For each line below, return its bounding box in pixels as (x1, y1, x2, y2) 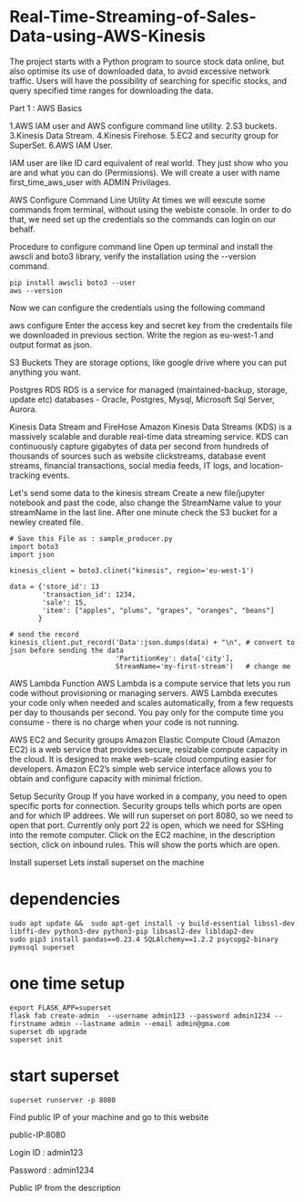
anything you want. (9, 367, 82, 378)
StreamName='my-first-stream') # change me (115, 661, 291, 671)
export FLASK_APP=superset (9, 1003, 112, 1012)
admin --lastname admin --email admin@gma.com (49, 1019, 230, 1028)
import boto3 (9, 542, 59, 551)
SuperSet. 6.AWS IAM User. (9, 140, 114, 150)
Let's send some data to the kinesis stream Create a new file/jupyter (9, 487, 266, 498)
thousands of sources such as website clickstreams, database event (9, 450, 267, 461)
